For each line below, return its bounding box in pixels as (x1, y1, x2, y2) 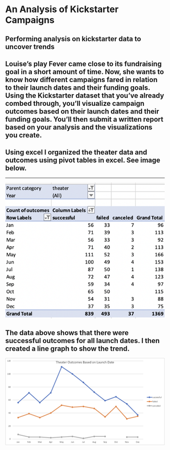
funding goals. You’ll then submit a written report (5, 115, 163, 124)
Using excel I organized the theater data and (5, 148, 148, 157)
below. (5, 164, 27, 173)
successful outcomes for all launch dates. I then (5, 336, 160, 345)
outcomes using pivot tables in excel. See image (5, 156, 160, 165)
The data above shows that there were (5, 328, 129, 337)
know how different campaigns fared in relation (5, 75, 158, 84)
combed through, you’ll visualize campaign (5, 99, 145, 107)
